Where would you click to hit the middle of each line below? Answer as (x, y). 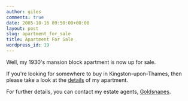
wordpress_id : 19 (28, 45)
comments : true (25, 17)
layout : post (22, 28)
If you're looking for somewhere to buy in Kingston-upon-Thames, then (94, 74)
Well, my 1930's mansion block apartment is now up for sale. (81, 62)
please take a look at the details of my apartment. (67, 80)
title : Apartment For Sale (40, 39)
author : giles (24, 12)
